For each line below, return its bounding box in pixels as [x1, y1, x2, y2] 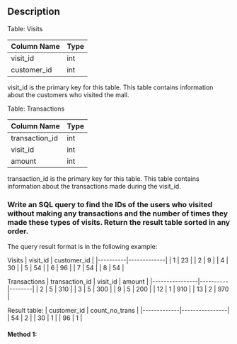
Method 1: [7, 330, 37, 338]
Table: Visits [7, 24, 43, 33]
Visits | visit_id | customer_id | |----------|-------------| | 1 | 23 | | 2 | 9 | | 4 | [7, 256, 229, 265]
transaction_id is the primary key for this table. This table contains [7, 174, 200, 183]
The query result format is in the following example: [7, 243, 158, 251]
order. [7, 226, 29, 236]
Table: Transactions [7, 104, 65, 113]
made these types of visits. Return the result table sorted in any [7, 217, 231, 227]
